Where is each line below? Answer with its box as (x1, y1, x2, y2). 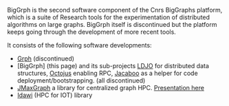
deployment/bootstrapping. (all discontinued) (17, 76, 146, 85)
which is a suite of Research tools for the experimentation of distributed (7, 13, 210, 21)
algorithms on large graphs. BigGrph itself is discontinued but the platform (7, 21, 217, 28)
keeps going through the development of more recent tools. (7, 28, 177, 36)
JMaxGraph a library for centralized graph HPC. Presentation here (17, 84, 205, 92)
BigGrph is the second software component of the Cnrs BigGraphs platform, (7, 6, 223, 14)
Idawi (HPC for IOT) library (17, 91, 93, 99)
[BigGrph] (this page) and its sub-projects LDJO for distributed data (17, 62, 210, 70)
